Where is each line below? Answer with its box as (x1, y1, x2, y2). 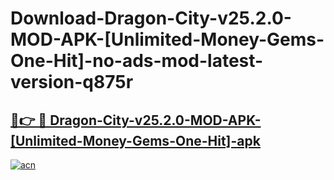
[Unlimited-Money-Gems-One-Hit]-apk (10, 132, 261, 149)
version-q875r (10, 71, 134, 94)
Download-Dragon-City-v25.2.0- (10, 7, 292, 30)
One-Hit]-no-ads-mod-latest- (10, 50, 264, 72)
